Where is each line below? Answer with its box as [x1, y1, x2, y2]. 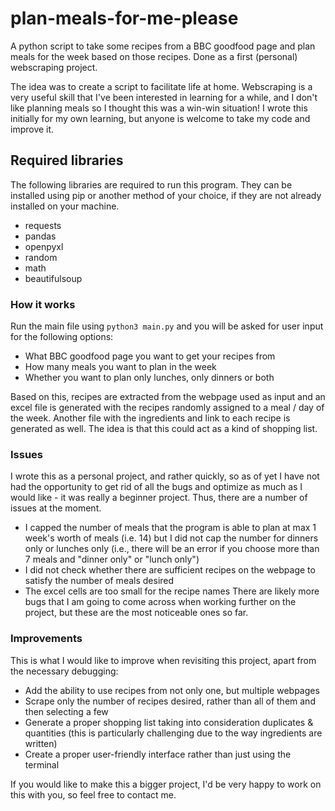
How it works [10, 297, 76, 311]
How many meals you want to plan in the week [24, 361, 217, 373]
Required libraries [10, 152, 124, 169]
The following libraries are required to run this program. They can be [10, 178, 293, 191]
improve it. [10, 123, 55, 135]
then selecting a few [24, 705, 109, 717]
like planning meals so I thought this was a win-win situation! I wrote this [10, 102, 308, 114]
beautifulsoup [24, 272, 83, 284]
